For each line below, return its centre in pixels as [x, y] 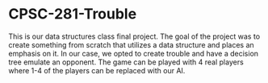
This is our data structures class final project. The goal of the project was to [134, 36]
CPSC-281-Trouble [73, 14]
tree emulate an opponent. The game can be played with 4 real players [126, 62]
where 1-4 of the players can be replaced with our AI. [97, 70]
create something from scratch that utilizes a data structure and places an [131, 44]
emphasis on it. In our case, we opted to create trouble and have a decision [134, 53]
